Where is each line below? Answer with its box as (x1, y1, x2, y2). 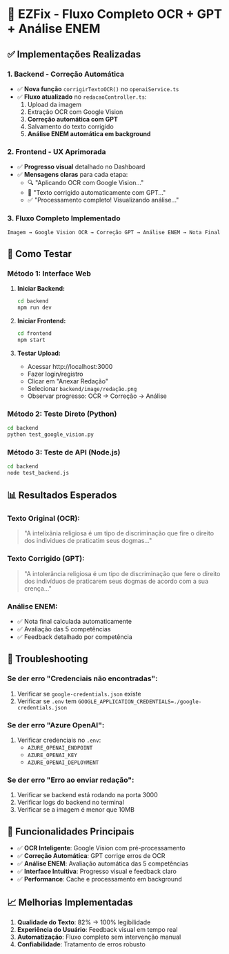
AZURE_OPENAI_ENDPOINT (27, 745, 93, 752)
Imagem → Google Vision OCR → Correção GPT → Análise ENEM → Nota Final (7, 229, 221, 236)
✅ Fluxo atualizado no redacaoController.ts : (17, 93, 147, 101)
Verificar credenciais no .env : (17, 736, 101, 745)
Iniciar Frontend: (17, 316, 66, 325)
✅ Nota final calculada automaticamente (17, 618, 132, 626)
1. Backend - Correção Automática (7, 69, 125, 79)
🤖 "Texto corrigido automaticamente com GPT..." (27, 189, 166, 197)
